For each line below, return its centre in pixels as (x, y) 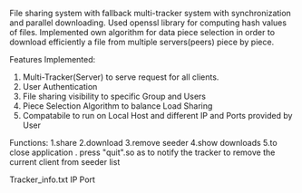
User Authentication (60, 87)
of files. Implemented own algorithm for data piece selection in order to (142, 32)
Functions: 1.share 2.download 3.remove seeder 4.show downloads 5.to (144, 143)
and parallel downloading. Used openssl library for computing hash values (148, 23)
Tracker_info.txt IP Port (52, 179)
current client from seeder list (65, 162)
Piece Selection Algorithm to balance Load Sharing (117, 106)
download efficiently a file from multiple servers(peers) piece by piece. (142, 42)
